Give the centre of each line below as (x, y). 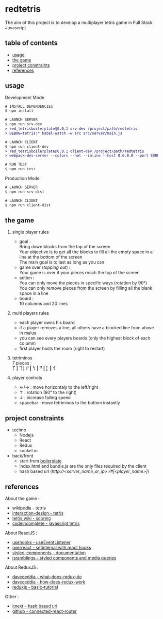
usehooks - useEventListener (41, 542)
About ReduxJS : (22, 567)
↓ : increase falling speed (45, 398)
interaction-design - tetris (38, 513)
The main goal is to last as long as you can (62, 262)
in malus (28, 333)
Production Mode (22, 179)
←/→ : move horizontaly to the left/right (59, 387)
